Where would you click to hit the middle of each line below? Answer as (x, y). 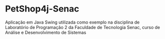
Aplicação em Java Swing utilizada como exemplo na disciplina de (72, 22)
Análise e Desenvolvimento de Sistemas (46, 32)
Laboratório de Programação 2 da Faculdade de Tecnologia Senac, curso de (82, 27)
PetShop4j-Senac (42, 9)
